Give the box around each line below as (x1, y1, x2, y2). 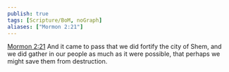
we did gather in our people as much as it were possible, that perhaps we (7, 50, 221, 58)
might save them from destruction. (7, 57, 108, 66)
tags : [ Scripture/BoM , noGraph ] (7, 17, 102, 24)
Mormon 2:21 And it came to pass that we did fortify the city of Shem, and (7, 43, 222, 51)
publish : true (7, 10, 49, 17)
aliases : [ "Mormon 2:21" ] (7, 23, 83, 30)
